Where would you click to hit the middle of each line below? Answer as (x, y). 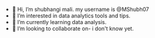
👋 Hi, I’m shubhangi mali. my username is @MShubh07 (81, 9)
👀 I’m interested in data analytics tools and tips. (71, 16)
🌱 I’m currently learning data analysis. (59, 22)
